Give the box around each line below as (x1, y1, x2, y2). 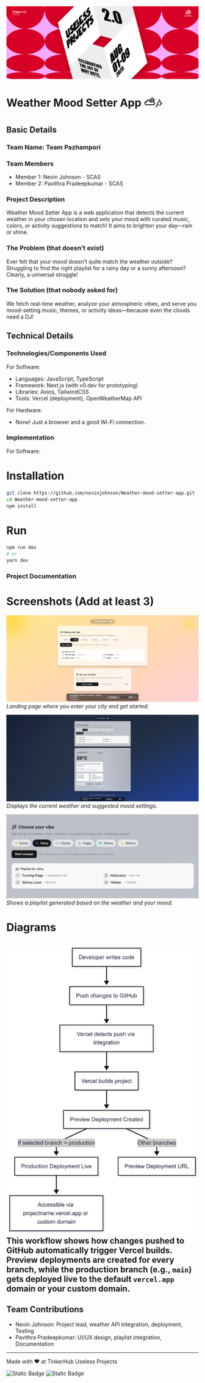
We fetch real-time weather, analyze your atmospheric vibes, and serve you (6, 300, 197, 307)
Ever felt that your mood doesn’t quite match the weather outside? (6, 257, 173, 265)
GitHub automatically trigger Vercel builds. (6, 1245, 173, 1256)
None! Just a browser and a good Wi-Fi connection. (15, 418, 146, 425)
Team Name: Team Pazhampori (6, 143, 101, 151)
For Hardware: (6, 406, 43, 414)
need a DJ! (6, 313, 34, 320)
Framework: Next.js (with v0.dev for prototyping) (15, 381, 138, 388)
